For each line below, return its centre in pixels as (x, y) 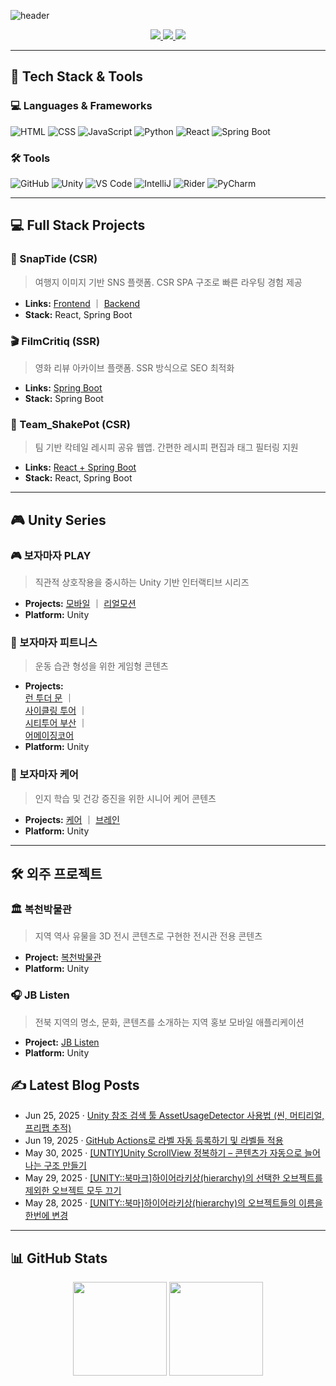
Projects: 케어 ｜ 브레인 (72, 819)
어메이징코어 (49, 736)
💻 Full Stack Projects (78, 225)
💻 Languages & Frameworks (81, 106)
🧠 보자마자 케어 (44, 775)
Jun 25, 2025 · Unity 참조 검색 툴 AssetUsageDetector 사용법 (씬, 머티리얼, (174, 1116)
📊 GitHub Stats (59, 1258)
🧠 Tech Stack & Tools (76, 76)
